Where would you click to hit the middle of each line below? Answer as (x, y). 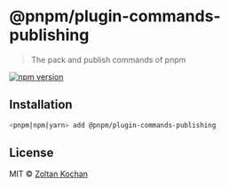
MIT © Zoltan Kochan (49, 174)
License (32, 153)
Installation (41, 105)
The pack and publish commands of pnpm (108, 59)
